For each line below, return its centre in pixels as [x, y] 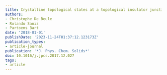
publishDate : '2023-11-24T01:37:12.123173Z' [52, 37]
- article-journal [24, 46]
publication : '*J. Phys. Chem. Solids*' [48, 51]
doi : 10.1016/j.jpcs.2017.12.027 [40, 56]
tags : [11, 60]
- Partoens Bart [22, 28]
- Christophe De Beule [29, 19]
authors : [14, 14]
